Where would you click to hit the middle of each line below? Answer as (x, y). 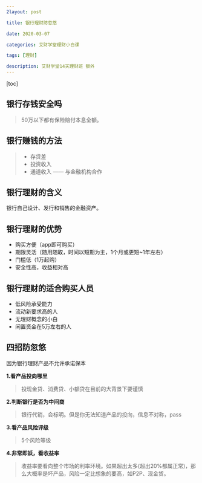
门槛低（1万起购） (37, 260)
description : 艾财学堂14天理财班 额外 (50, 66)
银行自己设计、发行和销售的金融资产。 (54, 208)
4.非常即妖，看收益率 (33, 453)
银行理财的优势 (34, 229)
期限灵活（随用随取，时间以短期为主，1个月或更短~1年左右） (90, 252)
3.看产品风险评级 (28, 427)
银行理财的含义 (34, 193)
